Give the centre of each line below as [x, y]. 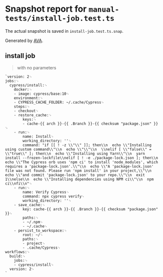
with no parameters [37, 67]
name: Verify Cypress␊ [46, 192]
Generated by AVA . [24, 41]
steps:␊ [22, 107]
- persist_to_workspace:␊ [41, 231]
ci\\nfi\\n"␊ [19, 183]
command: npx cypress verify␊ [54, 196]
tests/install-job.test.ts [60, 18]
